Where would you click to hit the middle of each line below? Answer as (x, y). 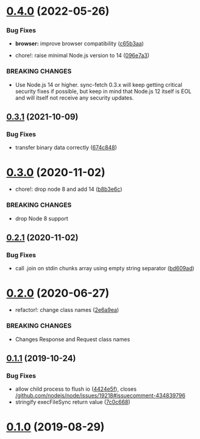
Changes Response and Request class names (73, 339)
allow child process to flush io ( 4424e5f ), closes (76, 389)
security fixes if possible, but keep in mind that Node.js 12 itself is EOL (103, 91)
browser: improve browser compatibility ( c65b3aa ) (80, 43)
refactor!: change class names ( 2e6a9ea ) (67, 310)
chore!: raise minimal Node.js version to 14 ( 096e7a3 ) (82, 56)
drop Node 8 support (41, 218)
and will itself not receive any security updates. (74, 98)
